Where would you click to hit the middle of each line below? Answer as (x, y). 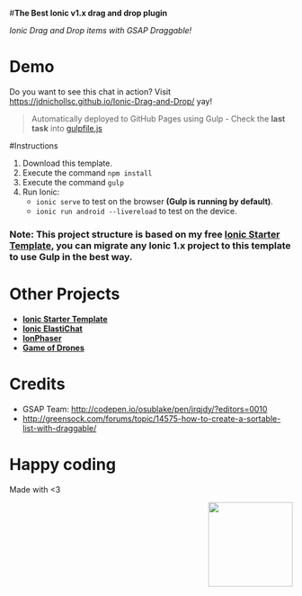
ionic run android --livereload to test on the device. (137, 211)
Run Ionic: (41, 192)
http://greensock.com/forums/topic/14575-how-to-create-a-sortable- (151, 419)
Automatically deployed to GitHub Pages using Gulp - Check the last (158, 118)
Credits (37, 384)
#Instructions (34, 145)
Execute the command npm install (87, 172)
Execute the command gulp (73, 182)
